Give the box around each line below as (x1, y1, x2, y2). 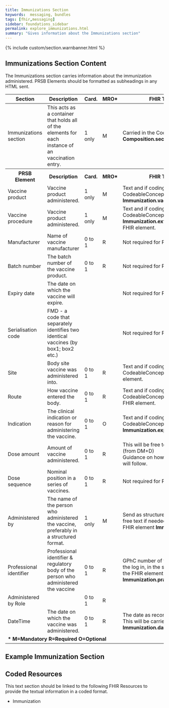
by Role (8, 600, 26, 607)
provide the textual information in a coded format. (5, 688, 108, 694)
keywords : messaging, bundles (5, 12, 71, 17)
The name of (47, 495, 77, 502)
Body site (47, 359, 69, 366)
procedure (8, 217, 33, 225)
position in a (47, 474, 76, 481)
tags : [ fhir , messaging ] (5, 17, 55, 22)
